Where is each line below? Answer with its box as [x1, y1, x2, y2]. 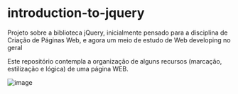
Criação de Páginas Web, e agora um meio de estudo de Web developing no [7, 35, 231, 44]
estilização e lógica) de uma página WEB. [7, 64, 129, 73]
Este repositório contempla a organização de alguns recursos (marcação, [7, 57, 222, 65]
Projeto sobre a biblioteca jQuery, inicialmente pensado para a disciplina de [7, 28, 228, 37]
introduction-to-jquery [7, 5, 145, 21]
